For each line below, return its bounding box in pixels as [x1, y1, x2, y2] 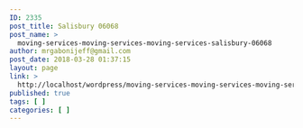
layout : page [9, 64, 59, 73]
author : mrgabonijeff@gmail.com [9, 47, 131, 56]
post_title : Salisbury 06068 [9, 22, 119, 31]
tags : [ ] [9, 96, 47, 106]
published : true [9, 88, 70, 97]
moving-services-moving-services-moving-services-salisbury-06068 [17, 38, 272, 48]
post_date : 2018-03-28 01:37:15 [9, 55, 131, 64]
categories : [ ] [9, 105, 70, 114]
